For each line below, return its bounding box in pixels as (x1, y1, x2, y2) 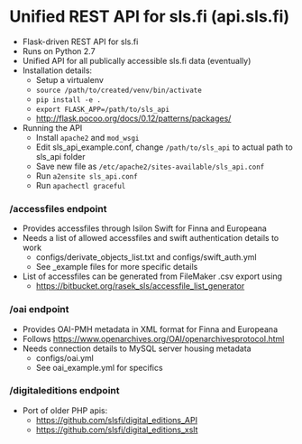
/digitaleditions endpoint (9, 384, 120, 397)
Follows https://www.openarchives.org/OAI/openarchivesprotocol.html (22, 333, 285, 344)
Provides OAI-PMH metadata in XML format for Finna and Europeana (22, 323, 279, 335)
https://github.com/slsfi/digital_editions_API (35, 414, 198, 425)
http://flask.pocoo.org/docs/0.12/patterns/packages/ (35, 113, 232, 124)
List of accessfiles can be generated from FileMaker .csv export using (22, 271, 282, 282)
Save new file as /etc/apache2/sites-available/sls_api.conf (35, 161, 265, 171)
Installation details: (22, 65, 93, 76)
